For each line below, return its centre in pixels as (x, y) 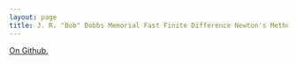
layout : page (33, 17)
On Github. (29, 50)
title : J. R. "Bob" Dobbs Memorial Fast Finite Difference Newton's (138, 25)
